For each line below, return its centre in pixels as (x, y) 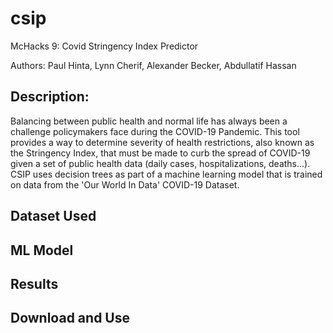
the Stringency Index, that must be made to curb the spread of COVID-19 (160, 153)
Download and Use (70, 318)
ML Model (42, 250)
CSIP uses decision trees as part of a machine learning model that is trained (166, 174)
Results (34, 283)
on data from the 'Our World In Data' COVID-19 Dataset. (125, 184)
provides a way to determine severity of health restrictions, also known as (162, 142)
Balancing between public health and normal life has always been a (149, 121)
